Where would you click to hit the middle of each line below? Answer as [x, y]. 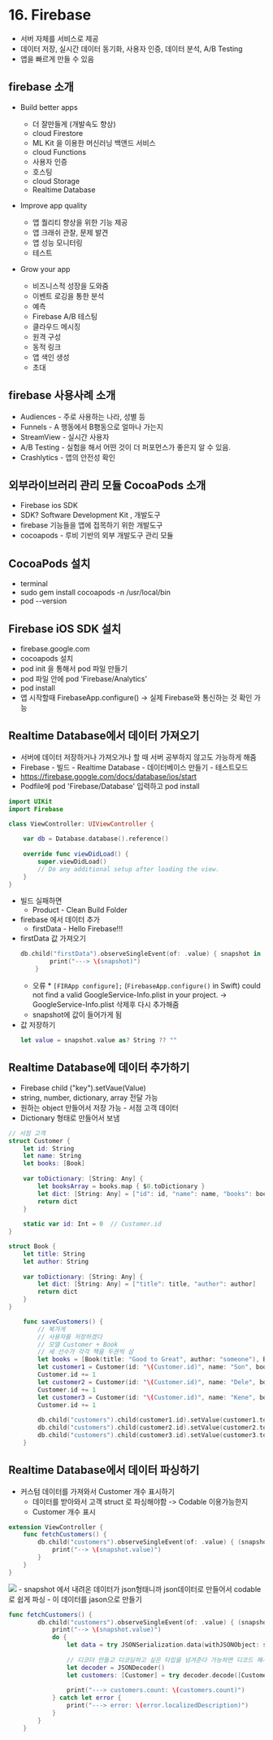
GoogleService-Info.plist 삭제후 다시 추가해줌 [106, 1005]
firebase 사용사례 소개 [62, 395]
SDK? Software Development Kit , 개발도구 [90, 515]
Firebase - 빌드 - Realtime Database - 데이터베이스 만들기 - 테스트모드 [134, 767]
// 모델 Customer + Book [78, 1344]
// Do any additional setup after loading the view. [129, 869]
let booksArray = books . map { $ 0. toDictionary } [121, 1186]
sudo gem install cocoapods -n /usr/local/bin [95, 593]
